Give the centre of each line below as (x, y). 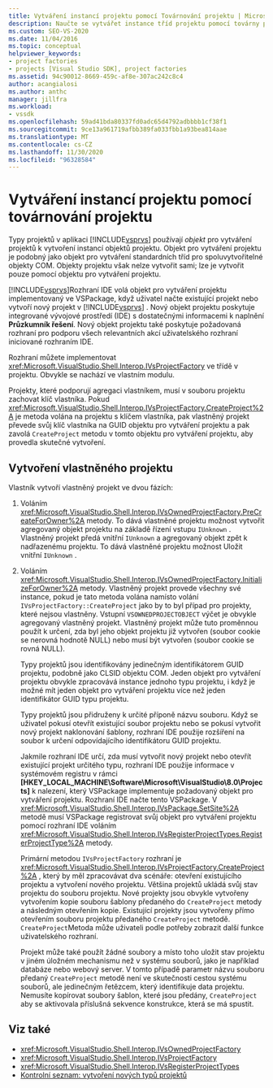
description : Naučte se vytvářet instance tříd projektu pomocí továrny (134, 24)
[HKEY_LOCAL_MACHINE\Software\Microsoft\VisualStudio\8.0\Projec (141, 782)
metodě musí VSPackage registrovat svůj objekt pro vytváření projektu (139, 817)
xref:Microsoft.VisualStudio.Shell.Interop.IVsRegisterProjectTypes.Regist (141, 834)
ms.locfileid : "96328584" (52, 159)
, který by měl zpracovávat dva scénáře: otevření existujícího (140, 876)
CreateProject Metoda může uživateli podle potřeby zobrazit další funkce (142, 927)
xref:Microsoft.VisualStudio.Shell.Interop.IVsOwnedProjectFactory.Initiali (141, 579)
